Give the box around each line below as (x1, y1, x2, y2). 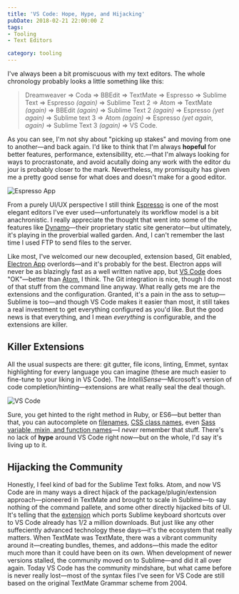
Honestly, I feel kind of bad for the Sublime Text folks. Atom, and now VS (7, 480, 221, 488)
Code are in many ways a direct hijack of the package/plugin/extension (7, 488, 217, 496)
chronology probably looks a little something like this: (7, 77, 164, 86)
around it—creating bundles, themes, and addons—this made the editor (7, 541, 218, 549)
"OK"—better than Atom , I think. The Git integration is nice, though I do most (7, 275, 232, 283)
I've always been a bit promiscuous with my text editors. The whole (7, 69, 205, 78)
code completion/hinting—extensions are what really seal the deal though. (7, 382, 226, 391)
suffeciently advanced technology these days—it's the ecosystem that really (7, 526, 233, 534)
